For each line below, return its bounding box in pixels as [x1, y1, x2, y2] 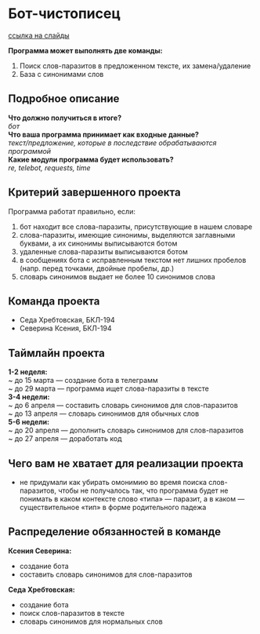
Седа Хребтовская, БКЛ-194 [19, 315, 115, 325]
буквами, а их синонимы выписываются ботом [19, 239, 178, 248]
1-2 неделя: [8, 367, 48, 377]
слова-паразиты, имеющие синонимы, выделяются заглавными [19, 230, 236, 239]
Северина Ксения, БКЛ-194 [19, 323, 112, 333]
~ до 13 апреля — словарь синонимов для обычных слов [8, 409, 200, 418]
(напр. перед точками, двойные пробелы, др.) [19, 264, 175, 273]
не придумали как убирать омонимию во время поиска [19, 478, 208, 486]
